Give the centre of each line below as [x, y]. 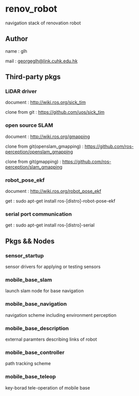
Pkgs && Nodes [30, 241]
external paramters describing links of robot [51, 339]
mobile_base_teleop [30, 377]
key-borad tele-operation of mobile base [48, 388]
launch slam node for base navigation [44, 291]
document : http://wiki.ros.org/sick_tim [46, 103]
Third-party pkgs [33, 77]
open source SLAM [29, 125]
